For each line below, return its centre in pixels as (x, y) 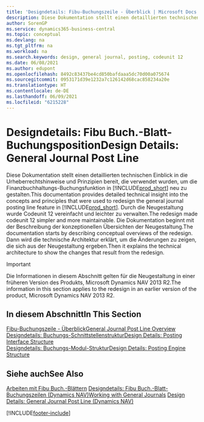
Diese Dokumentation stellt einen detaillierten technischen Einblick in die (97, 175)
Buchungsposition (54, 145)
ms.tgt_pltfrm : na (29, 46)
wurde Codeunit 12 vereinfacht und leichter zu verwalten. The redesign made (102, 214)
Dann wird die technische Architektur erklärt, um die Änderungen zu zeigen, (101, 239)
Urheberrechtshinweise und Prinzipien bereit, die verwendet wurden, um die (102, 181)
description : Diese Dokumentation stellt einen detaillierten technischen (103, 18)
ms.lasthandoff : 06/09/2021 (42, 97)
